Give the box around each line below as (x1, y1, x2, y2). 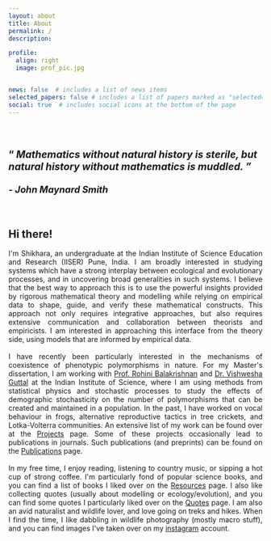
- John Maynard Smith (8, 183, 109, 195)
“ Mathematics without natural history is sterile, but (8, 147, 258, 161)
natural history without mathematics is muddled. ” (8, 159, 252, 173)
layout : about (8, 11, 56, 20)
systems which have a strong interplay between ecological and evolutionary (8, 266, 263, 276)
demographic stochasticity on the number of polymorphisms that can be (8, 395, 263, 404)
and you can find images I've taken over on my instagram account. (8, 523, 230, 534)
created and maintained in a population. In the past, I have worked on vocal (8, 404, 263, 413)
